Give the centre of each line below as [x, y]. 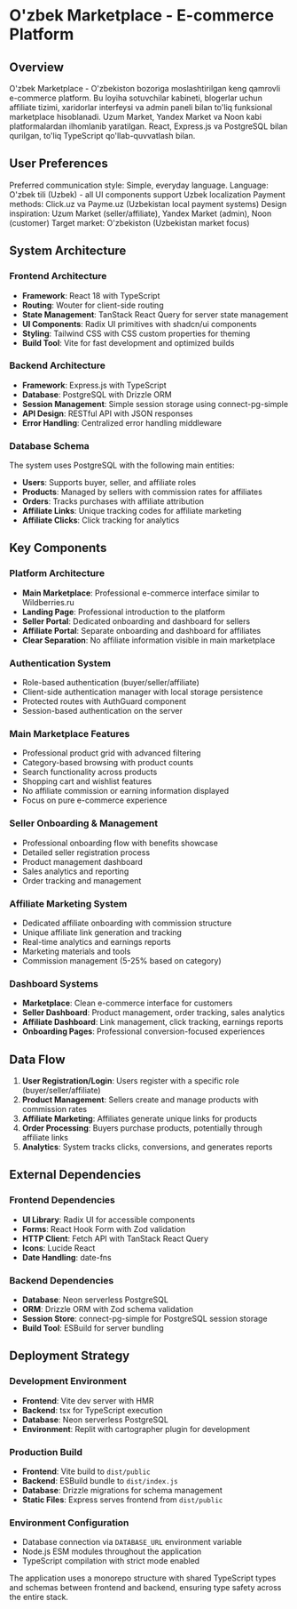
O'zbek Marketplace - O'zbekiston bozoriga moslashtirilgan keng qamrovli [145, 88]
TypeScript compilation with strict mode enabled [111, 1561]
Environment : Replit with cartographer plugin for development [136, 1429]
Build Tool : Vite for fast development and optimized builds [128, 342]
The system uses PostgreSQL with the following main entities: [122, 465]
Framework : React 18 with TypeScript [91, 295]
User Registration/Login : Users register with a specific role [130, 1081]
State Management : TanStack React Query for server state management [155, 314]
